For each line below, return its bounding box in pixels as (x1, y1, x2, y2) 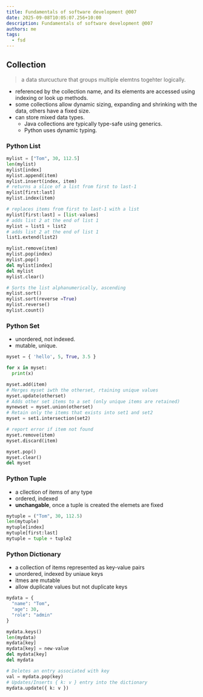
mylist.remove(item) (6, 245, 59, 251)
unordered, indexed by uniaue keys (15, 570, 104, 578)
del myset (6, 460, 32, 466)
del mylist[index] (6, 262, 53, 268)
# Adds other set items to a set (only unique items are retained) (6, 398, 181, 405)
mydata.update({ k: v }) (6, 685, 69, 691)
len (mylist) (6, 161, 36, 167)
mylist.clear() (6, 273, 45, 280)
